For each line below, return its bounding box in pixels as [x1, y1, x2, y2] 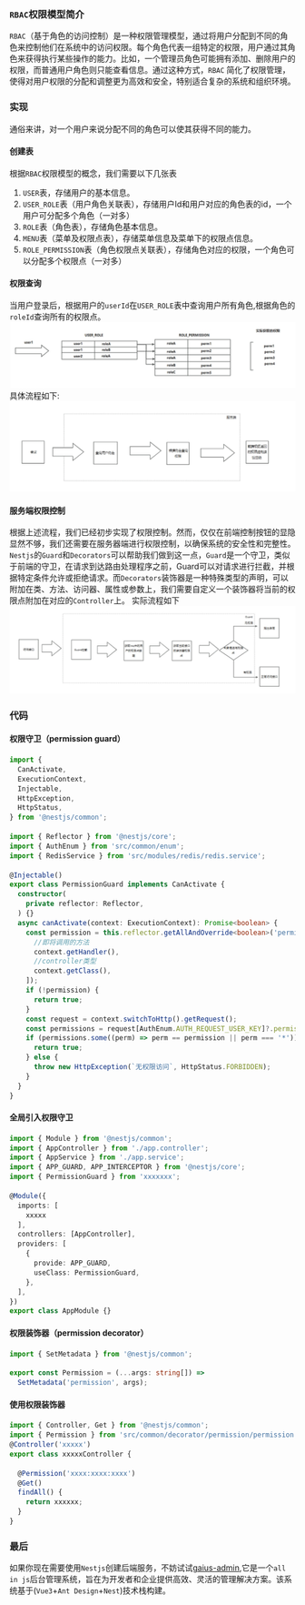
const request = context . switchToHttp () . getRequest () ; [25, 1014, 238, 1024]
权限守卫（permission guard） [9, 733, 125, 744]
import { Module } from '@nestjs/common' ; [9, 1134, 172, 1143]
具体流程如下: [9, 390, 61, 401]
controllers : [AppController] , [17, 1230, 136, 1239]
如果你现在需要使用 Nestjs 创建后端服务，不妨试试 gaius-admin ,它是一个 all [9, 1562, 286, 1573]
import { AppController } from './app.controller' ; [9, 1144, 209, 1153]
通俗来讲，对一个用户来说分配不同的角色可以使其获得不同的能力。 [9, 123, 256, 134]
